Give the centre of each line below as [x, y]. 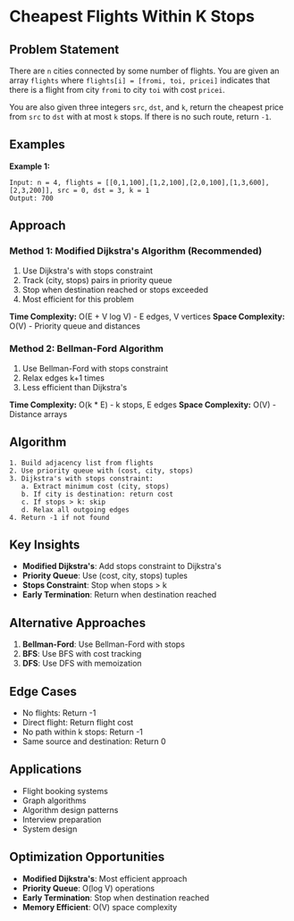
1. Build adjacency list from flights [81, 463]
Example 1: [30, 166]
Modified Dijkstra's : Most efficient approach [105, 878]
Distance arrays [38, 414]
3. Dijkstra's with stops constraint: [81, 478]
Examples [37, 145]
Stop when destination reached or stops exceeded [115, 289]
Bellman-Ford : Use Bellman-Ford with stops [104, 644]
